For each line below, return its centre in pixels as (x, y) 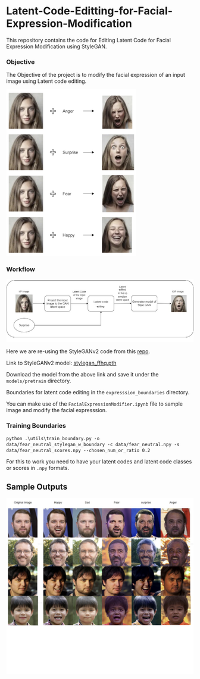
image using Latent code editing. (46, 81)
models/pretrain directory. (39, 381)
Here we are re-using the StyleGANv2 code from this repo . (78, 351)
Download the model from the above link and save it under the (82, 375)
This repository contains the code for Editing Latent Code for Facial (89, 40)
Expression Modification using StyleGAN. (57, 46)
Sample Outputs (37, 487)
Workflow (21, 269)
